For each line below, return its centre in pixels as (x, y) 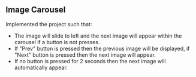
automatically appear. (41, 67)
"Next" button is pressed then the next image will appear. (85, 55)
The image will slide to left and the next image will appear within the (98, 36)
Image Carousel (36, 10)
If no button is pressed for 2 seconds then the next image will (90, 61)
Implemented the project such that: (49, 24)
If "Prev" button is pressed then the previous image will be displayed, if (102, 48)
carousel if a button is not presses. (57, 42)
